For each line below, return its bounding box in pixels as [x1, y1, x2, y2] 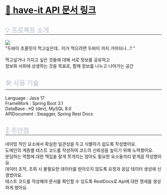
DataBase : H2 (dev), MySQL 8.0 [5, 105, 72, 111]
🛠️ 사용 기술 [5, 79, 39, 88]
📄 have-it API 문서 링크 [5, 4, 96, 16]
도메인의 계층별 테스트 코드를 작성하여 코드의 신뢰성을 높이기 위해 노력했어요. [5, 147, 154, 153]
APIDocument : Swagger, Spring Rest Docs [5, 110, 93, 117]
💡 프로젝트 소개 [5, 26, 49, 34]
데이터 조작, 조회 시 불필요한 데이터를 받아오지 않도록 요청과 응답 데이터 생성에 [5, 166, 157, 172]
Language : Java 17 [5, 95, 45, 101]
